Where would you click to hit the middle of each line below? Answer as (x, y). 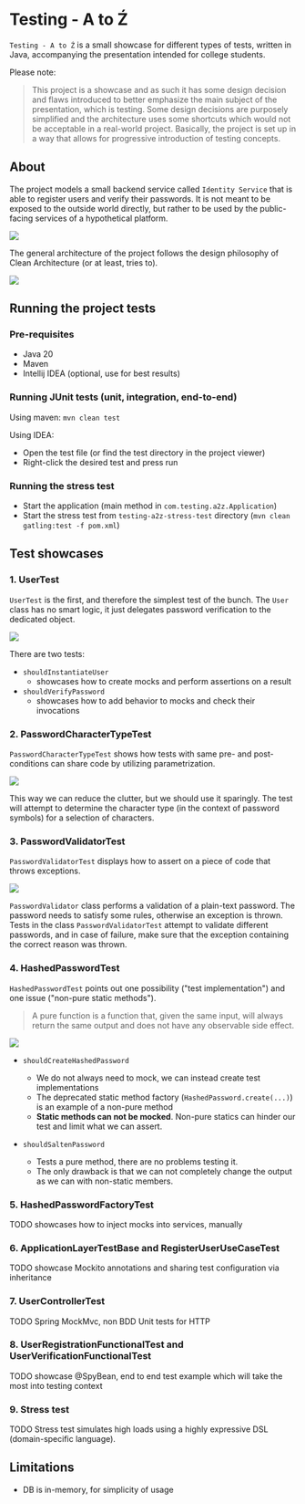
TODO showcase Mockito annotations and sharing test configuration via (144, 1268)
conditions (29, 764)
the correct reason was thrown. (68, 945)
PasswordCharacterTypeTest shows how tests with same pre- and (131, 754)
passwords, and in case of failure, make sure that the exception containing (149, 935)
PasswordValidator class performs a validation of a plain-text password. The (152, 906)
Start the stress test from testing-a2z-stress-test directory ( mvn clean (156, 516)
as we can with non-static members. (105, 1181)
